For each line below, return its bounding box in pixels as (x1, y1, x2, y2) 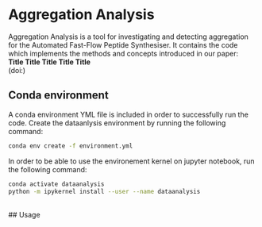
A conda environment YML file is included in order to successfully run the (8, 110, 249, 119)
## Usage (8, 210, 41, 220)
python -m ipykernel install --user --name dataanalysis (8, 187, 201, 195)
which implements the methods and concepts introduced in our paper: (8, 48, 239, 58)
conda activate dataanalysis (8, 180, 105, 188)
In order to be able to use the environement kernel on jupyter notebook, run (8, 156, 256, 166)
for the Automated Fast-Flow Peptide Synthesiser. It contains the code (8, 40, 238, 49)
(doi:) (8, 65, 26, 75)
